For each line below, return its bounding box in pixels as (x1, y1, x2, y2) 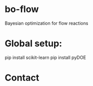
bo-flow (5, 4, 39, 15)
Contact (5, 72, 39, 83)
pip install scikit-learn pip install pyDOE (5, 54, 86, 60)
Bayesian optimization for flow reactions (5, 20, 88, 26)
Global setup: (5, 38, 63, 49)
